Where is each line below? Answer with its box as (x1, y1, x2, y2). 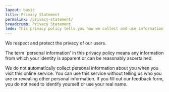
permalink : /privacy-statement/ (5, 17, 73, 22)
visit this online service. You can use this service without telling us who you (5, 70, 162, 76)
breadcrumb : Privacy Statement (5, 21, 71, 27)
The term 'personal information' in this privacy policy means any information (5, 50, 164, 56)
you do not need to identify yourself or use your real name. (5, 81, 128, 87)
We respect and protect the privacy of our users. (5, 40, 107, 46)
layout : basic (5, 7, 35, 13)
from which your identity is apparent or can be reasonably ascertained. (5, 55, 153, 61)
